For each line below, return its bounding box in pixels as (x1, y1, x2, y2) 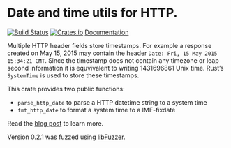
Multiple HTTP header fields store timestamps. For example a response (7, 41, 212, 50)
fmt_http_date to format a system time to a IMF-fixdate (17, 105, 176, 114)
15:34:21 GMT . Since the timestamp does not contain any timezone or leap (7, 56, 220, 64)
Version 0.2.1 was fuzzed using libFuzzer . (7, 133, 126, 141)
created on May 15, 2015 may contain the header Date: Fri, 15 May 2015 (7, 49, 218, 57)
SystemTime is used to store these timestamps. (7, 71, 140, 80)
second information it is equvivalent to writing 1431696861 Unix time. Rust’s (7, 64, 224, 72)
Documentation (84, 28, 129, 36)
